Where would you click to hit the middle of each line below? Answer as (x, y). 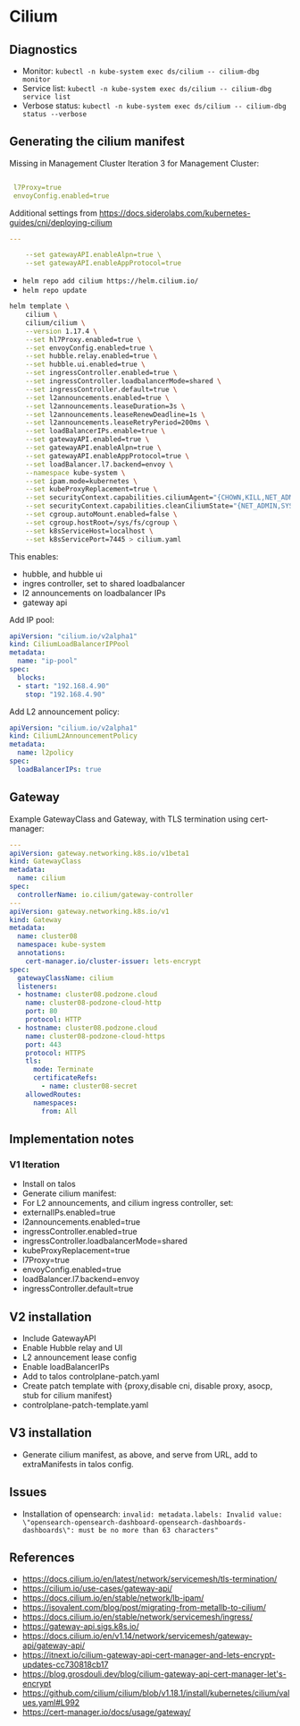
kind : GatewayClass (46, 861)
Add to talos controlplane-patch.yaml (91, 1376)
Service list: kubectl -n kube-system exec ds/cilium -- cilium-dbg (147, 88)
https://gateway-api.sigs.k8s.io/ (81, 1627)
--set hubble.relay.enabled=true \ (92, 356)
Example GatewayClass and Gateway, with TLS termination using (129, 819)
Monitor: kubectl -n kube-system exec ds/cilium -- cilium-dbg (141, 71)
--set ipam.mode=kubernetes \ (82, 481)
